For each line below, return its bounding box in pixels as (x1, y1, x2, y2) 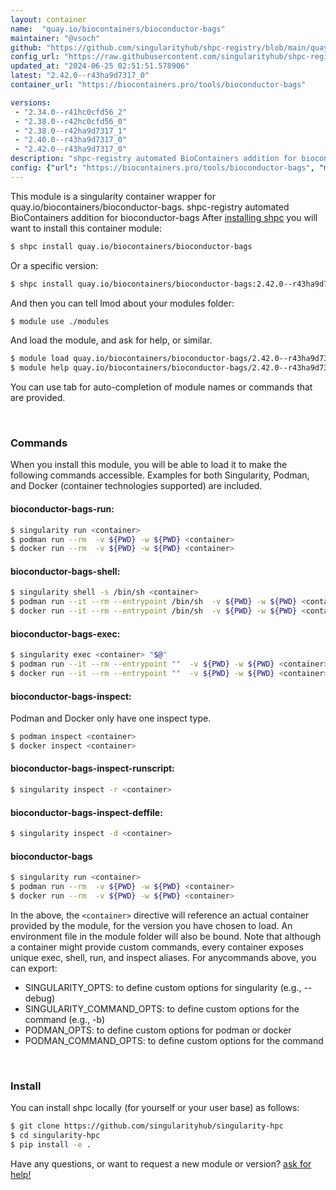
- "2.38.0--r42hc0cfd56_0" (14, 116, 128, 126)
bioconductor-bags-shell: (10, 565, 121, 577)
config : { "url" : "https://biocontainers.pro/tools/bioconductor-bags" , (10, 163, 315, 173)
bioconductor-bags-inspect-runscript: (10, 762, 175, 775)
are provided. (10, 392, 66, 404)
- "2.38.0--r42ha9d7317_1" (14, 126, 128, 136)
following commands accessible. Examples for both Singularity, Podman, (10, 469, 310, 481)
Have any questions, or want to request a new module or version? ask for (10, 1157, 312, 1170)
